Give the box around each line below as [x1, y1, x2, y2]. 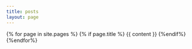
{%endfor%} [6, 37, 38, 44]
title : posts [6, 8, 39, 15]
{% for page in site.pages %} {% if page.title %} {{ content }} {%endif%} [6, 30, 186, 37]
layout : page [6, 14, 39, 20]
